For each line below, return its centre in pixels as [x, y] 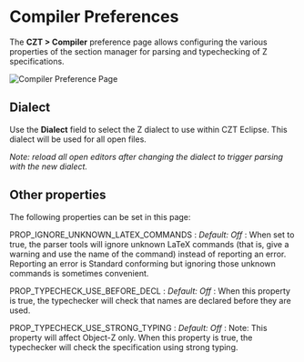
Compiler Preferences [94, 17]
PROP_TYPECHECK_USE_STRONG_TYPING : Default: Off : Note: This [138, 327]
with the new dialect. [49, 166]
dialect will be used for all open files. [78, 139]
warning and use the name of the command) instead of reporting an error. [148, 254]
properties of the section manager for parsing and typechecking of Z [139, 51]
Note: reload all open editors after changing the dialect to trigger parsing [147, 156]
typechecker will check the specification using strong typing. [124, 347]
